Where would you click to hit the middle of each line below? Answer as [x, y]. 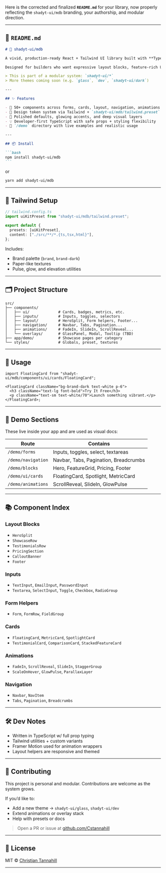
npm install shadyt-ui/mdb [33, 157]
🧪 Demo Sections [32, 420]
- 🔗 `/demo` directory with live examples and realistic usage [72, 126]
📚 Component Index [38, 508]
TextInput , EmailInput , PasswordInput [50, 585]
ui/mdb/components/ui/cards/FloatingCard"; [51, 378]
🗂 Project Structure [37, 290]
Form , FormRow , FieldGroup [38, 614]
